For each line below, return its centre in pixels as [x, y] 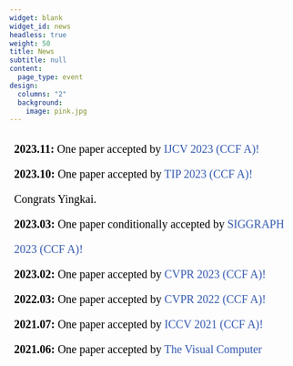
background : [40, 102]
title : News [32, 52]
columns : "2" [42, 94]
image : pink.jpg [57, 111]
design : [24, 86]
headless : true [38, 35]
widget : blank [36, 18]
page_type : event [51, 77]
